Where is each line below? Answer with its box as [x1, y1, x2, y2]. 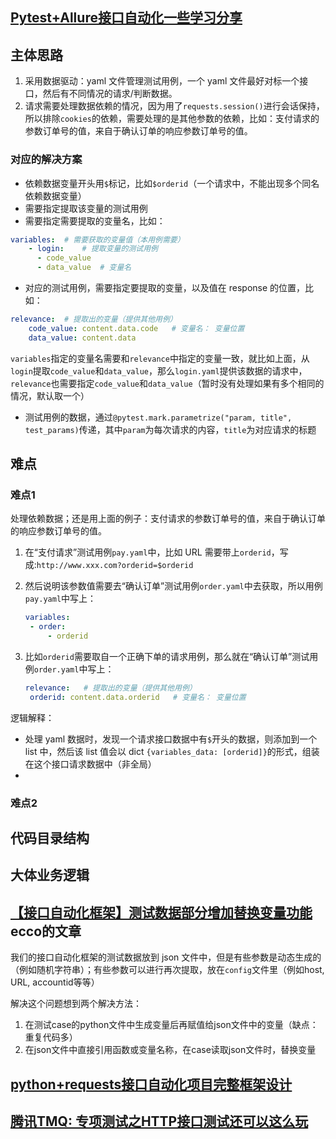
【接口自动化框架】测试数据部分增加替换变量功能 [10, 904, 313, 921]
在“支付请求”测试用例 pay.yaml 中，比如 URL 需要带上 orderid [24, 546, 272, 558]
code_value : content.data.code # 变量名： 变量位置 [28, 323, 245, 333]
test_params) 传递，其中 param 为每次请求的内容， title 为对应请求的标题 [24, 423, 317, 435]
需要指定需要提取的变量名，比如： [24, 214, 166, 227]
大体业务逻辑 [10, 867, 90, 884]
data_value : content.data [28, 333, 137, 343]
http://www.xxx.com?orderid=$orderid [36, 561, 194, 571]
